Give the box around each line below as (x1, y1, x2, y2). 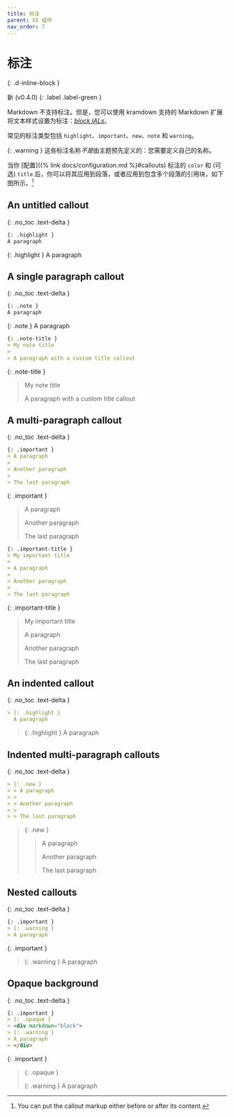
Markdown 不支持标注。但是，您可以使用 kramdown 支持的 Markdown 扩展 (7, 108, 223, 116)
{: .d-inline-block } (7, 79, 61, 87)
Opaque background (7, 978, 99, 989)
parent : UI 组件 (7, 17, 52, 24)
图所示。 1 (7, 178, 34, 187)
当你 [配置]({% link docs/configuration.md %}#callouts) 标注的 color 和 (7, 161, 212, 169)
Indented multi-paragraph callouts (7, 748, 160, 760)
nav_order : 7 (7, 23, 45, 30)
